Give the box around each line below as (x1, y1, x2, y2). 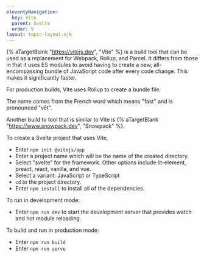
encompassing (6, 68, 44, 75)
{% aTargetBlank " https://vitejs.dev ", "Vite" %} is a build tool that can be (6, 48, 188, 55)
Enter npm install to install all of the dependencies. (15, 185, 145, 192)
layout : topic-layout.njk (6, 32, 72, 38)
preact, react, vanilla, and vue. (15, 166, 91, 173)
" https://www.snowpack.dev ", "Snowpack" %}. (6, 122, 125, 130)
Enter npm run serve (15, 245, 66, 253)
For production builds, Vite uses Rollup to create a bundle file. (6, 86, 161, 93)
